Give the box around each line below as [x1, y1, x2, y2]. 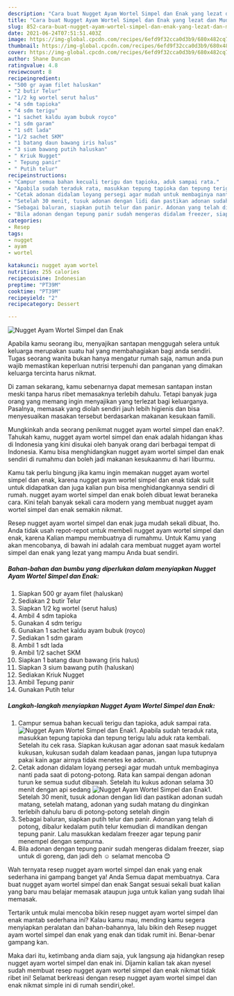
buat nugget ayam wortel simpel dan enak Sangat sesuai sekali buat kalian [8, 881, 221, 889]
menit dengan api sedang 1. [17, 785, 212, 794]
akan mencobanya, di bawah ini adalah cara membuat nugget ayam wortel [8, 541, 221, 549]
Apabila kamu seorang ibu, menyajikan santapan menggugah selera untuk [8, 339, 220, 348]
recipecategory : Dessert [8, 300, 80, 308]
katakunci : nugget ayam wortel [8, 262, 99, 269]
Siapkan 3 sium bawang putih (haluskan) [17, 664, 135, 672]
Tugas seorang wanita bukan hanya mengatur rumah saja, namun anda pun [8, 354, 224, 362]
